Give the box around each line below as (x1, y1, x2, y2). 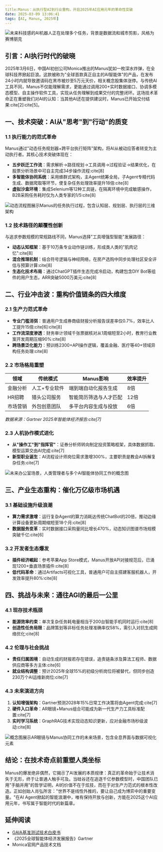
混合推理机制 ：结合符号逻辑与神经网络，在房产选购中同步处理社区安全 (12, 256, 153, 262)
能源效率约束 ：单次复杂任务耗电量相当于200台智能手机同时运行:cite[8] (12, 619, 154, 625)
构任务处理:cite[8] (12, 348, 48, 354)
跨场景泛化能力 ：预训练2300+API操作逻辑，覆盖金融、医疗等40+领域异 (12, 342, 156, 348)
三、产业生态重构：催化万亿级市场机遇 (5, 486, 120, 494)
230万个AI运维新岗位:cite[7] (12, 674, 68, 680)
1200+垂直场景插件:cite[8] (16, 563, 69, 569)
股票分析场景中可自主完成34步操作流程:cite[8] (12, 168, 104, 174)
